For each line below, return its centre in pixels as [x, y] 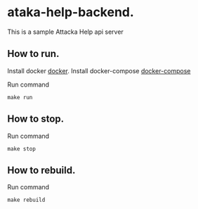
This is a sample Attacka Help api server [66, 32]
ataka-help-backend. [71, 12]
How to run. [33, 54]
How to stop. [36, 119]
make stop [22, 148]
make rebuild [26, 200]
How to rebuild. [41, 170]
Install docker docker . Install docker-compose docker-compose [99, 70]
